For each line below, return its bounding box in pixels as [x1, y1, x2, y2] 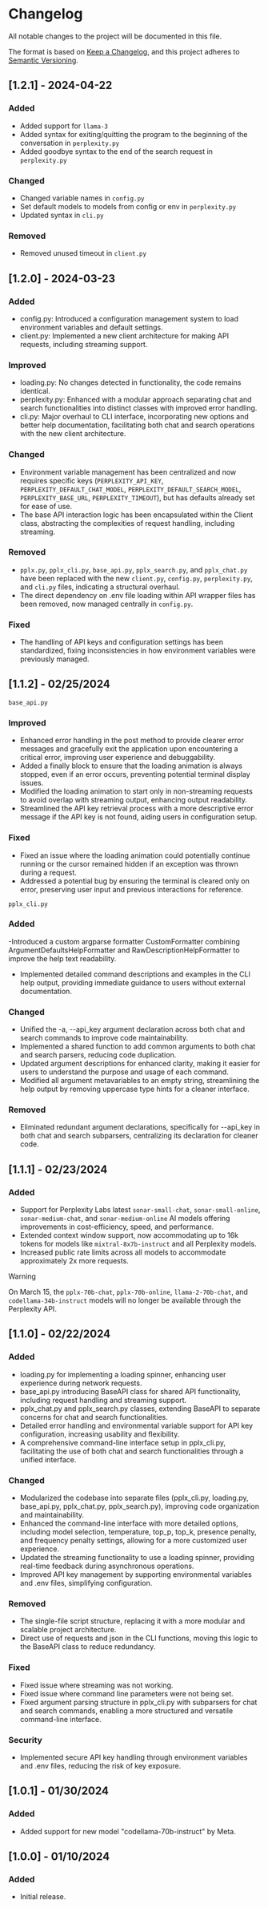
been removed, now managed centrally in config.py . [19, 599, 194, 608]
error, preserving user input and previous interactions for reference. [19, 884, 244, 894]
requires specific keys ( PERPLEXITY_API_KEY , [19, 475, 164, 485]
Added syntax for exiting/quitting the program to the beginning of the [19, 129, 248, 139]
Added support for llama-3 [19, 121, 108, 131]
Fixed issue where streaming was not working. [19, 1680, 174, 1690]
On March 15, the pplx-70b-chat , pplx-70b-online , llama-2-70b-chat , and [8, 1287, 248, 1297]
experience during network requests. [19, 1378, 142, 1388]
